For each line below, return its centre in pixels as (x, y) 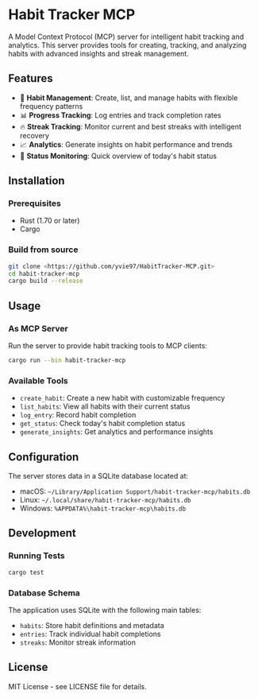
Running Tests (37, 556)
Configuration (44, 457)
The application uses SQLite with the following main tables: (105, 610)
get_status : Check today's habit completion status (102, 424)
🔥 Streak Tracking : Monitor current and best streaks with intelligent (131, 126)
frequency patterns (51, 106)
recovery (35, 135)
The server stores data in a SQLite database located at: (98, 476)
